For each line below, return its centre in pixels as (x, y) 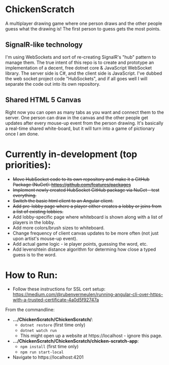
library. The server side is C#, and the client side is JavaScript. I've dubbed (84, 73)
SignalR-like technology (44, 45)
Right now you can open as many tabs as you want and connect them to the (84, 112)
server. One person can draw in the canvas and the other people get (77, 117)
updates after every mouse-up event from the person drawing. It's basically (84, 123)
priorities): (28, 165)
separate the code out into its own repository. (53, 84)
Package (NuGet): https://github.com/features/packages (72, 184)
